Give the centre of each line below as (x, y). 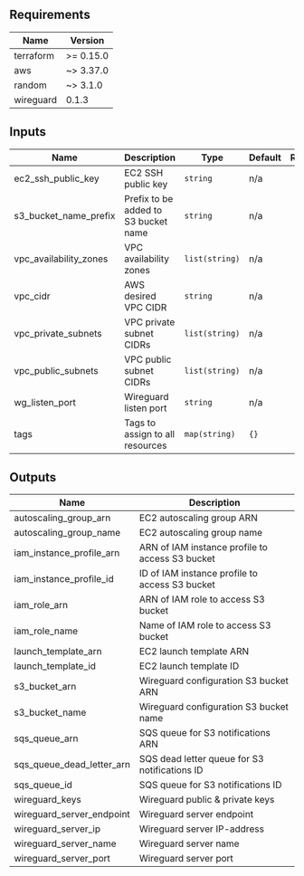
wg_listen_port (45, 402)
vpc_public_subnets (57, 370)
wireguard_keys (47, 800)
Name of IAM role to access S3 (205, 625)
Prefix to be (148, 198)
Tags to (140, 423)
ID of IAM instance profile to (198, 574)
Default (265, 157)
